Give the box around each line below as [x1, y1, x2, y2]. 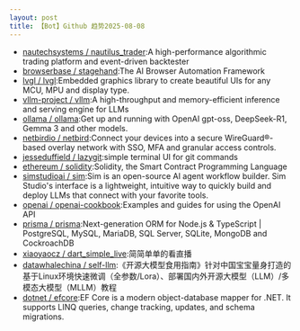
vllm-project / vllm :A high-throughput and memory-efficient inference [22, 94, 280, 104]
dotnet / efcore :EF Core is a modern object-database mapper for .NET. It [22, 291, 292, 302]
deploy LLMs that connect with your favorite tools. [22, 190, 209, 201]
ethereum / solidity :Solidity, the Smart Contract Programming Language [22, 161, 287, 172]
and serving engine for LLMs [22, 103, 129, 114]
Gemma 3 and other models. [22, 122, 128, 133]
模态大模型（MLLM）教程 [22, 282, 117, 292]
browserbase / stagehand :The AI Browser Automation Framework [22, 65, 266, 76]
